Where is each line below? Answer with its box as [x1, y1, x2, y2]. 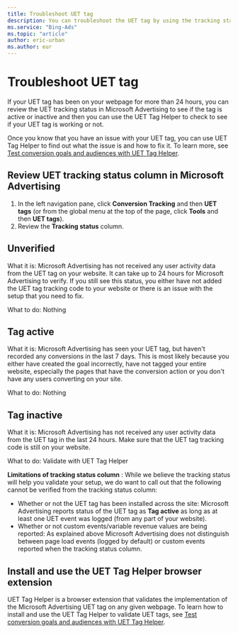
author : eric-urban [7, 37, 65, 44]
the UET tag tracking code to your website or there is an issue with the [7, 284, 213, 292]
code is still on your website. [7, 443, 91, 451]
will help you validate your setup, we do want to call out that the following [7, 478, 222, 487]
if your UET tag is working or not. [7, 120, 104, 128]
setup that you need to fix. [7, 292, 84, 300]
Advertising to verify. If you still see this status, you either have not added [7, 276, 222, 285]
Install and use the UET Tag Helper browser [7, 565, 202, 577]
